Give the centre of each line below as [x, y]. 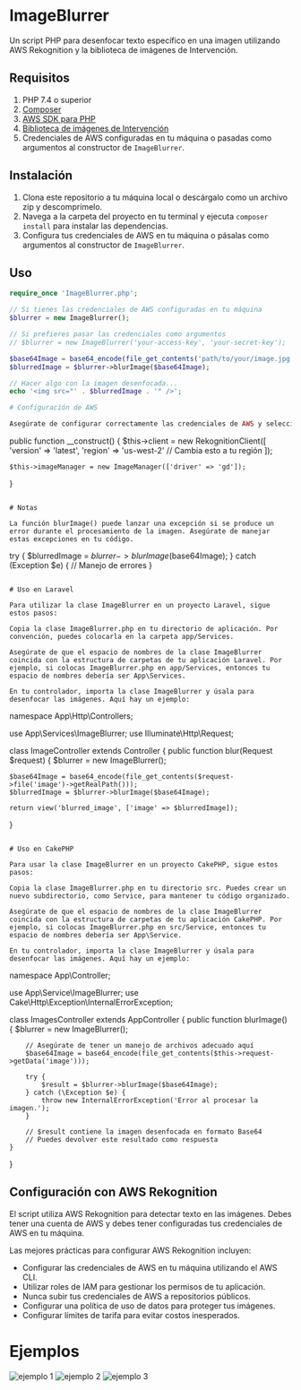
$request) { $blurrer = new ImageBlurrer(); [88, 760]
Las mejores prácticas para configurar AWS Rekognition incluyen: [130, 1250]
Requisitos [39, 78]
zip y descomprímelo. [62, 206]
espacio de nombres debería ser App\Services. [98, 676]
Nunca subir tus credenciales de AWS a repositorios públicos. [136, 1296]
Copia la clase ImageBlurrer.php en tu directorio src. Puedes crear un [148, 888]
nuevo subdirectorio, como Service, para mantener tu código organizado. [150, 896]
